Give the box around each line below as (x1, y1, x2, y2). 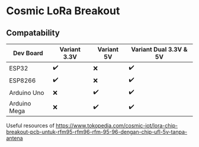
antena (6, 135, 23, 142)
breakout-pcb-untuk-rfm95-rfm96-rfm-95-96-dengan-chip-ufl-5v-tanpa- (6, 129, 188, 135)
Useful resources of (6, 122, 55, 129)
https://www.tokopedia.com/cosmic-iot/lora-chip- (56, 122, 178, 129)
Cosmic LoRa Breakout (6, 4, 120, 18)
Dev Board (12, 49, 43, 57)
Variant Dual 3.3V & (131, 46, 188, 53)
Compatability (6, 28, 60, 38)
